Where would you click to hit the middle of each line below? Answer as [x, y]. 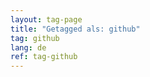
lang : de [28, 47]
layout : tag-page [46, 19]
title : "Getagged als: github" [75, 29]
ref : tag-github [44, 57]
